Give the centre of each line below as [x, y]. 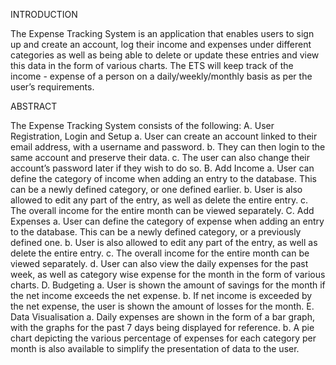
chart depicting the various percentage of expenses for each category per [163, 338]
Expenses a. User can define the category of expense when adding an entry [167, 221]
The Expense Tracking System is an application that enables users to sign [162, 33]
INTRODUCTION [44, 14]
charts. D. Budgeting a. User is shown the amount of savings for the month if [168, 285]
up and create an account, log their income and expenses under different [161, 44]
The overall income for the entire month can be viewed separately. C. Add [162, 210]
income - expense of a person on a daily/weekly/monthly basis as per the [161, 76]
